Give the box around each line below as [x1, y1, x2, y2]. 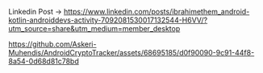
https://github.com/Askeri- [8, 39, 97, 49]
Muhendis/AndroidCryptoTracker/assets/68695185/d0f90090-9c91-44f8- [8, 48, 255, 57]
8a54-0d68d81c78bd [8, 56, 79, 66]
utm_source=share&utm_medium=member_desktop [8, 24, 181, 33]
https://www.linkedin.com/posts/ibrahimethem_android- [63, 7, 250, 16]
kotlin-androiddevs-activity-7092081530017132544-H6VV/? [8, 15, 208, 25]
